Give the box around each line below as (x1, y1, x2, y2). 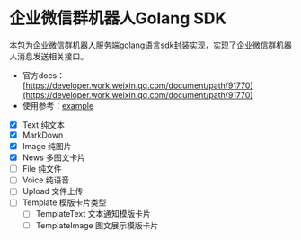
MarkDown (22, 129, 64, 140)
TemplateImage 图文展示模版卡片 (35, 219, 159, 230)
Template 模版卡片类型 (22, 197, 107, 208)
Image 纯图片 (22, 141, 72, 152)
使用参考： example (22, 100, 94, 111)
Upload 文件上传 (22, 186, 84, 197)
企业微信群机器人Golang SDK (9, 8, 227, 29)
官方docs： (22, 69, 66, 81)
